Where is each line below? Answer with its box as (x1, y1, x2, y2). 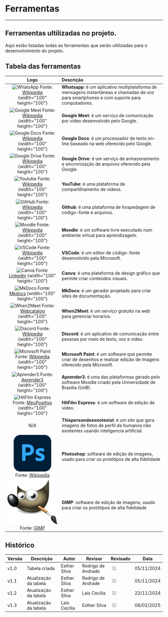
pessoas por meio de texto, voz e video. (61, 336, 144, 342)
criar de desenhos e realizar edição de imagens (61, 356, 159, 362)
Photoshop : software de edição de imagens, (61, 451, 153, 457)
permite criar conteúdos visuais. (61, 275, 128, 281)
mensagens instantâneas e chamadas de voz (61, 90, 154, 96)
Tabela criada (26, 565, 55, 571)
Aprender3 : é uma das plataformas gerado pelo (61, 374, 160, 380)
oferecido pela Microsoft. (61, 361, 113, 368)
